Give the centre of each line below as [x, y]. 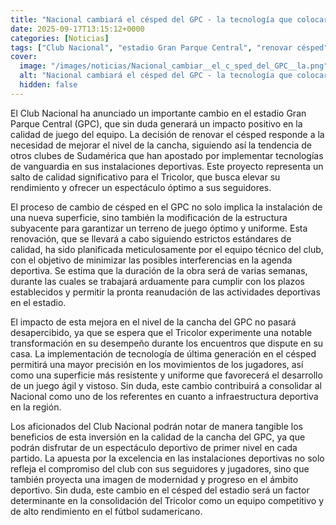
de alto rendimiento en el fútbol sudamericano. [106, 511]
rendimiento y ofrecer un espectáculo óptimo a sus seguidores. [141, 187]
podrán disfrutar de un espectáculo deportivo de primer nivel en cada [154, 447]
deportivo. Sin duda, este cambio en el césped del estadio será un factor [160, 490]
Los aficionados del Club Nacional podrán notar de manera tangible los [156, 426]
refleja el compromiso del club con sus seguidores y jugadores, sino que [160, 468]
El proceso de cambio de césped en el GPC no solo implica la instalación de [166, 207]
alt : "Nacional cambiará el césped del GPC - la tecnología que [156, 76]
